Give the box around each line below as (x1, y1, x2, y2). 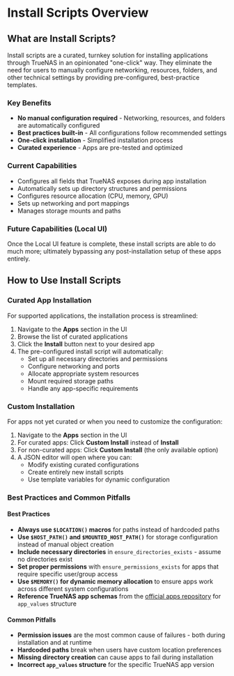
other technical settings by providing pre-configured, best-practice (7, 73, 200, 82)
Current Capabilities (7, 161, 77, 171)
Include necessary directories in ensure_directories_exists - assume (17, 548, 221, 555)
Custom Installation (7, 401, 75, 411)
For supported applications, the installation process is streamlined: (7, 312, 198, 320)
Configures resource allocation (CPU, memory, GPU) (17, 192, 169, 200)
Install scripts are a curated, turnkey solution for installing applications (7, 51, 208, 59)
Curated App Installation (7, 295, 92, 305)
